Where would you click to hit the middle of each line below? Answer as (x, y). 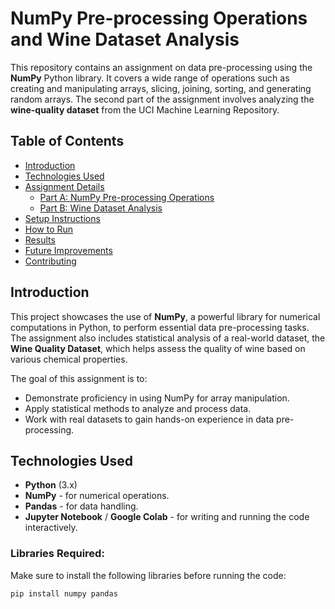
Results (40, 239)
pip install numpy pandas (64, 593)
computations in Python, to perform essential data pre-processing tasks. (160, 327)
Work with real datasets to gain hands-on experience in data (149, 419)
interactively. (51, 528)
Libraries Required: (57, 554)
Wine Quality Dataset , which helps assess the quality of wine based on (158, 348)
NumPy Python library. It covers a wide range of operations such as (150, 78)
